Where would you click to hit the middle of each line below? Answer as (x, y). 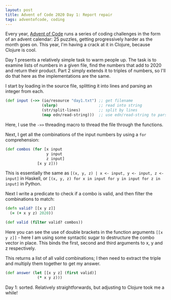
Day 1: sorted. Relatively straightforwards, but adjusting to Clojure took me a (85, 287)
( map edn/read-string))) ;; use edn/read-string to (99, 115)
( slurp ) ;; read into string (92, 106)
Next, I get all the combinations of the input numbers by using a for (76, 134)
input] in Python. (23, 184)
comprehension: (22, 140)
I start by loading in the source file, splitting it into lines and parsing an (79, 86)
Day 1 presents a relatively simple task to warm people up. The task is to (81, 60)
